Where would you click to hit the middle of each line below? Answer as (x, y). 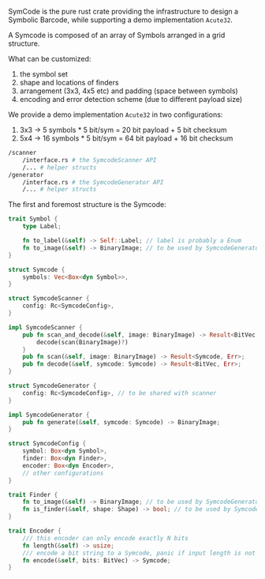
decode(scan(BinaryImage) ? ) (82, 342)
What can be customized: (50, 59)
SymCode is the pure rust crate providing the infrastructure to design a (123, 11)
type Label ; (42, 227)
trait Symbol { (33, 219)
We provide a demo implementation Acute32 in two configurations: (116, 115)
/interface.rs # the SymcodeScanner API (90, 160)
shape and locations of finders (69, 83)
